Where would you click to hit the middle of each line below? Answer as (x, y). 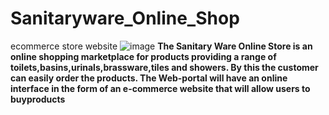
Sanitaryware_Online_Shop (125, 18)
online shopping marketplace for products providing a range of (143, 56)
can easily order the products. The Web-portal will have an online (149, 78)
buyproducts (38, 99)
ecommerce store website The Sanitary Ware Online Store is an (161, 46)
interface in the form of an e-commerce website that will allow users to (160, 88)
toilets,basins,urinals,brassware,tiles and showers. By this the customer (164, 67)
